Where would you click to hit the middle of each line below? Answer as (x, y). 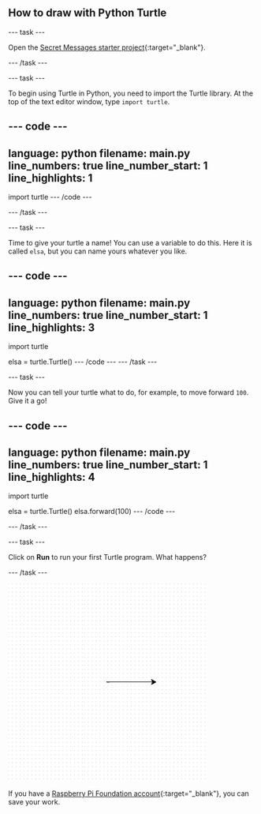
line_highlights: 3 (52, 327)
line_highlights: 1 (50, 178)
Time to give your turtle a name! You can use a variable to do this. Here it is (130, 243)
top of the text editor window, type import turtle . (89, 101)
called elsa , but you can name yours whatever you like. (98, 251)
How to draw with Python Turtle (88, 13)
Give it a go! (28, 401)
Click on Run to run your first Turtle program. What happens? (108, 557)
